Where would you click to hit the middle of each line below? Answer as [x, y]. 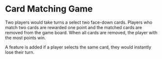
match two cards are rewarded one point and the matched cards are [74, 27]
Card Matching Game [49, 9]
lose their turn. [20, 52]
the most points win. [26, 38]
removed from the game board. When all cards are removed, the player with [81, 32]
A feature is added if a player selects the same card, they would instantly [78, 47]
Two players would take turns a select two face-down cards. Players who [79, 22]
